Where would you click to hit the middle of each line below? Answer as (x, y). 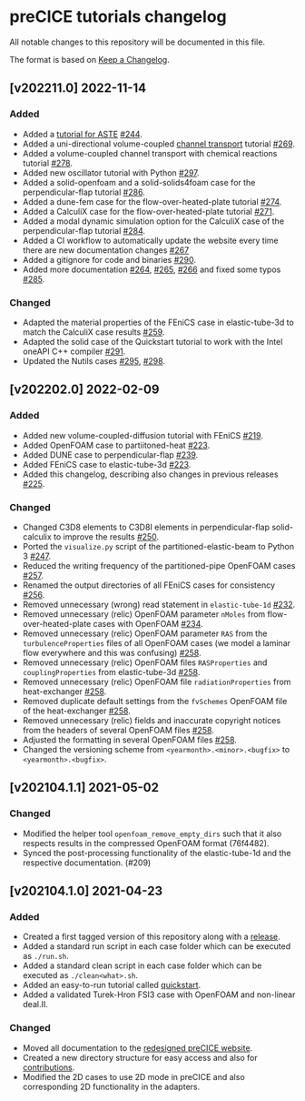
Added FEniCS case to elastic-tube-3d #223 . (107, 464)
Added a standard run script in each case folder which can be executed (157, 946)
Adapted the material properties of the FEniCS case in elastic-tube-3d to (158, 322)
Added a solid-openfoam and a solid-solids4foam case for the (139, 182)
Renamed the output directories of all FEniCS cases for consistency (148, 585)
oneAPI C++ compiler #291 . (74, 351)
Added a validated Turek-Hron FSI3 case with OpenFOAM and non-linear (159, 995)
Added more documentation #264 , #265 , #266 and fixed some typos (152, 269)
